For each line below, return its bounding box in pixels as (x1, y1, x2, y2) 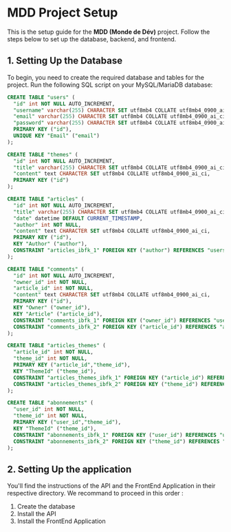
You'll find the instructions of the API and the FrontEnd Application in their (7, 482, 216, 490)
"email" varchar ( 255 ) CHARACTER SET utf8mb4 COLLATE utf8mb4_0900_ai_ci (13, 113, 226, 120)
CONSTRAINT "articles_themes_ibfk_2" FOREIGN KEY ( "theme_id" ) (13, 380, 198, 387)
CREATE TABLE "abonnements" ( (7, 400, 94, 407)
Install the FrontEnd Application (16, 517, 106, 525)
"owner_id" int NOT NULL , (13, 278, 88, 285)
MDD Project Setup (7, 5, 118, 21)
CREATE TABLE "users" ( (7, 94, 76, 101)
